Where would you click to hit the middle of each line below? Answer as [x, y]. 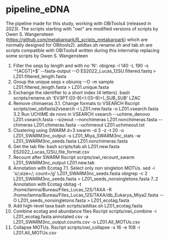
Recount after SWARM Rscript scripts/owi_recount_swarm [74, 157]
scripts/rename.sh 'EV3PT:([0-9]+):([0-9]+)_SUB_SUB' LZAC [77, 98]
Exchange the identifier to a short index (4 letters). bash [72, 92]
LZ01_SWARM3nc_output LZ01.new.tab [54, 162]
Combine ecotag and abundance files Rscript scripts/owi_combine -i [85, 211]
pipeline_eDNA [38, 9]
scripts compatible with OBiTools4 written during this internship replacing [82, 50]
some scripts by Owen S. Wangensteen [47, 56]
